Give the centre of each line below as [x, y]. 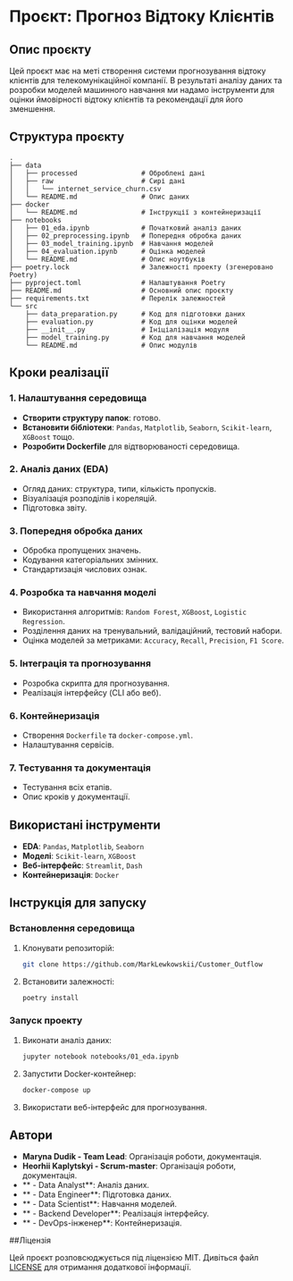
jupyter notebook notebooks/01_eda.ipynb [100, 1057]
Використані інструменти [85, 825]
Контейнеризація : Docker [71, 875]
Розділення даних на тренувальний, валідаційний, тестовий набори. [152, 631]
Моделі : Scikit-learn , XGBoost [79, 856]
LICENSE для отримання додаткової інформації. [100, 1268]
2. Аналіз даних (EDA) [59, 469]
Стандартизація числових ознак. [84, 569]
